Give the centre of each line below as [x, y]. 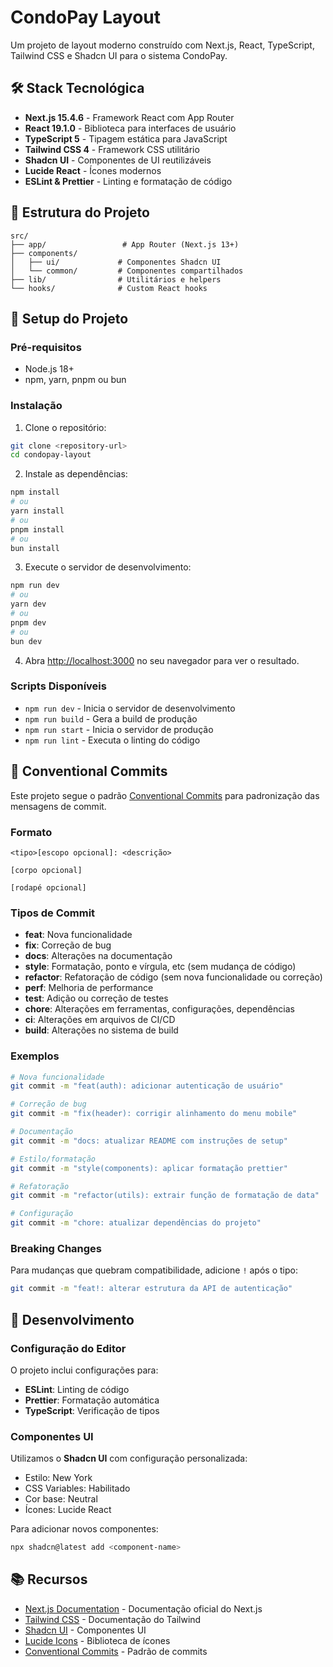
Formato [31, 832]
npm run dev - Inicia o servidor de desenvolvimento [130, 708]
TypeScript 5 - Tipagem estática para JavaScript [126, 138]
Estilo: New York [58, 1478]
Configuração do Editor [68, 1348]
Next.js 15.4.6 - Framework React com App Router [129, 117]
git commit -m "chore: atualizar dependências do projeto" [136, 1223]
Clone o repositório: [65, 427]
